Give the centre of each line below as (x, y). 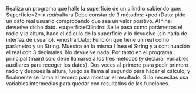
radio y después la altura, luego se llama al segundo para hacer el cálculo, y (98, 71)
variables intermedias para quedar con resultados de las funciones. (88, 84)
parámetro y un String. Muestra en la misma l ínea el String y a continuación (98, 46)
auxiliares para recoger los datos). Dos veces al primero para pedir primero (97, 65)
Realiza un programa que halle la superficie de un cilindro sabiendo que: (94, 9)
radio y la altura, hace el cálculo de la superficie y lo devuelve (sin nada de (97, 34)
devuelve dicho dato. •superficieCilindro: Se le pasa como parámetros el (94, 27)
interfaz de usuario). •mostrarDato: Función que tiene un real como (88, 40)
